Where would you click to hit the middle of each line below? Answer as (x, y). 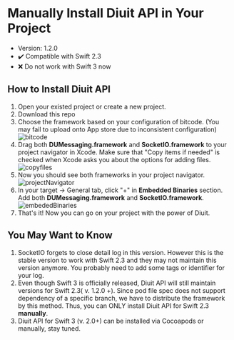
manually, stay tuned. (49, 328)
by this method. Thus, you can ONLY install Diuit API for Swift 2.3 (113, 306)
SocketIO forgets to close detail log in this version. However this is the (121, 252)
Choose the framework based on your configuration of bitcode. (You (118, 121)
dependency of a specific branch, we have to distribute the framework (121, 298)
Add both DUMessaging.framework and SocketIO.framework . (111, 197)
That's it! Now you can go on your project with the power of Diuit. (114, 213)
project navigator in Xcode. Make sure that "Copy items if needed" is (118, 152)
